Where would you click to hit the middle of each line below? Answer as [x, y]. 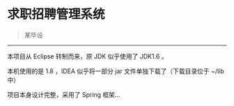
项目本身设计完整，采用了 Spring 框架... [64, 94]
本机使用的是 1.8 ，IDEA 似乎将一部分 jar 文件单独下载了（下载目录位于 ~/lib [116, 71]
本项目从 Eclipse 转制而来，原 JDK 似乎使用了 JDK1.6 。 [87, 56]
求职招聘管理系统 [56, 14]
